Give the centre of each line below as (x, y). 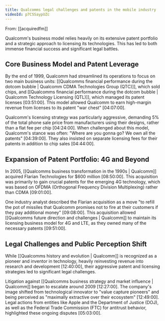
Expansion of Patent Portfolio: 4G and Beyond (77, 159)
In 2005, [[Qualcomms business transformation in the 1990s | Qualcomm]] (81, 171)
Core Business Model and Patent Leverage (72, 64)
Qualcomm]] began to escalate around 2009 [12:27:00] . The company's (79, 286)
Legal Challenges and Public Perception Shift (76, 244)
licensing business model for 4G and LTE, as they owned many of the (76, 223)
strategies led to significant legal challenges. (51, 271)
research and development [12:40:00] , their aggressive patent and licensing (82, 266)
